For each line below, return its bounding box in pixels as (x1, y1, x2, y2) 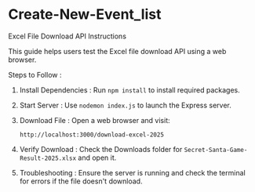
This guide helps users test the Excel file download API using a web (8, 46, 227, 56)
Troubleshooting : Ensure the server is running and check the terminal (19, 168, 246, 177)
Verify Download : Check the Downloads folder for (19, 144, 183, 154)
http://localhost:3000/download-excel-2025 (19, 131, 165, 139)
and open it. (78, 153, 117, 162)
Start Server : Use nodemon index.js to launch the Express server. (19, 100, 231, 110)
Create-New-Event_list (8, 5, 162, 24)
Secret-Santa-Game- (184, 146, 248, 154)
